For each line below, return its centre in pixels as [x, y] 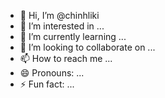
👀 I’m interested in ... [62, 26]
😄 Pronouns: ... [52, 73]
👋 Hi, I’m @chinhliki [59, 15]
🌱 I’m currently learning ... [73, 36]
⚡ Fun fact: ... [47, 84]
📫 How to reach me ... [66, 58]
